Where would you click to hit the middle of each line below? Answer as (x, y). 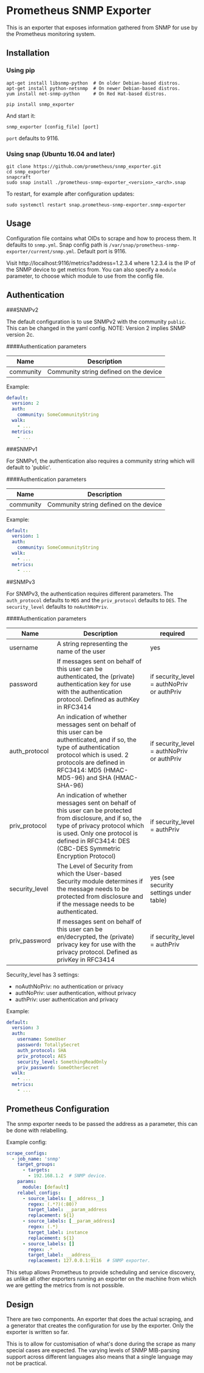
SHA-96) (70, 785)
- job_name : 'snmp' (36, 1159)
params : (27, 1182)
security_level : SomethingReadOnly (62, 1062)
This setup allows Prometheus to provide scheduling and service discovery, (101, 1273)
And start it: (21, 116)
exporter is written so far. (38, 1332)
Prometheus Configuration (58, 1109)
